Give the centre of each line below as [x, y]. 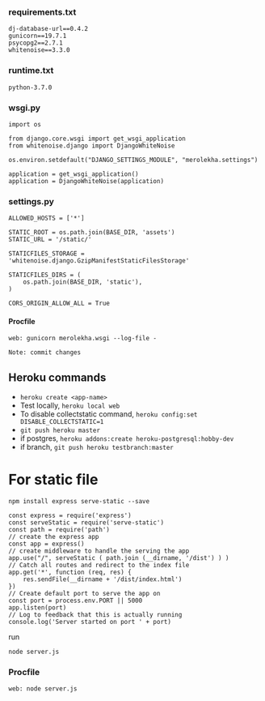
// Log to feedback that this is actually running [95, 615]
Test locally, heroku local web [70, 406]
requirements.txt [42, 12]
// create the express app [54, 537]
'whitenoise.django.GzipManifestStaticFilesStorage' [99, 261]
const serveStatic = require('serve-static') [86, 523]
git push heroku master [60, 431]
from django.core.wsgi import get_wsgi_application [97, 139]
